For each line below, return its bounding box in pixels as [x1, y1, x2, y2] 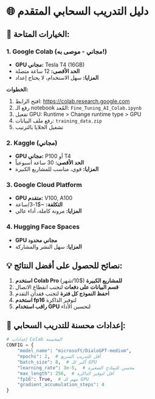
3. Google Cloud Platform [6, 181, 82, 189]
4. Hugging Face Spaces [6, 222, 80, 231]
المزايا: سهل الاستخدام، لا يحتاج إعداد [15, 74, 99, 81]
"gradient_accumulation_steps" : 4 [17, 382, 105, 388]
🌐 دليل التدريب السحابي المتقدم [6, 4, 149, 18]
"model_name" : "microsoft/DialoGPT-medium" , [17, 348, 132, 354]
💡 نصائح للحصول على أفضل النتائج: [6, 261, 123, 271]
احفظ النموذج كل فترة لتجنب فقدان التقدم [15, 289, 109, 297]
